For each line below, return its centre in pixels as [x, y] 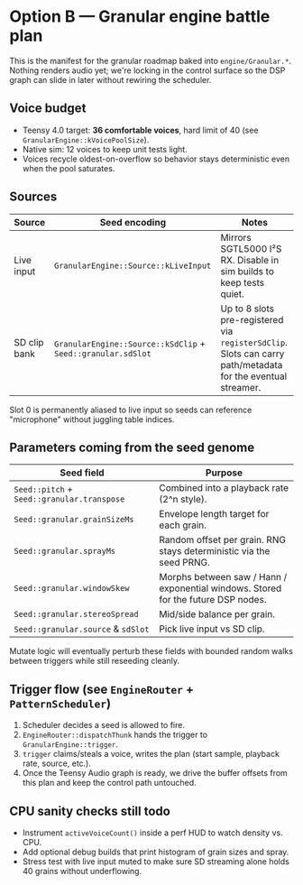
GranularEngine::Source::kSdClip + [129, 343]
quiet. [233, 293]
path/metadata [252, 364]
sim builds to [248, 271]
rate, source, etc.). [57, 763]
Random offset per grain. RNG [223, 540]
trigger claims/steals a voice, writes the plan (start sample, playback [151, 754]
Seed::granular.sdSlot [102, 353]
